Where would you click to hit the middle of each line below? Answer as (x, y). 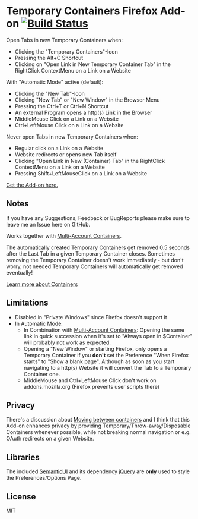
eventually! (20, 272)
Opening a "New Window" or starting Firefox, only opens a (95, 348)
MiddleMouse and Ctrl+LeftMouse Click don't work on (90, 380)
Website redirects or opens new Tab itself (66, 154)
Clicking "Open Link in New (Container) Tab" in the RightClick (90, 161)
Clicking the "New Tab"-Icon (49, 93)
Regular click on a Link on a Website (59, 148)
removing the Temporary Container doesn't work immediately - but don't (95, 260)
